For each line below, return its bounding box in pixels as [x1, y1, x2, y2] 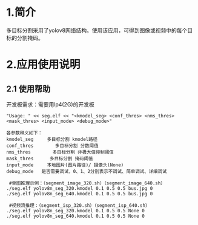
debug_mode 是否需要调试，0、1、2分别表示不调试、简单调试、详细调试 [6, 168, 167, 174]
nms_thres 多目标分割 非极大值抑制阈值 [6, 149, 114, 155]
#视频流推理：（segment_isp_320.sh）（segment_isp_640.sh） [8, 202, 150, 209]
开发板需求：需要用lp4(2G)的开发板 [6, 100, 95, 108]
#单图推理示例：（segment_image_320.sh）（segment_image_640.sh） [8, 180, 165, 186]
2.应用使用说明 [6, 58, 81, 71]
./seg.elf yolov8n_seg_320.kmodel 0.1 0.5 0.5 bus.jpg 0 [6, 185, 153, 191]
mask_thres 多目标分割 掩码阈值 [6, 155, 93, 161]
